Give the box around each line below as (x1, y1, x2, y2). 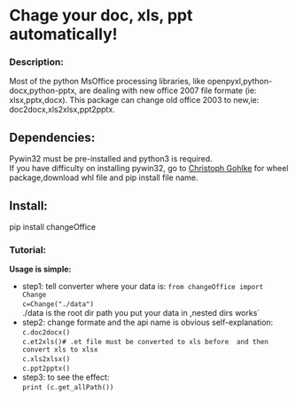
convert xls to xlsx (21, 345, 98, 355)
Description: (9, 56, 64, 68)
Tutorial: (9, 244, 47, 256)
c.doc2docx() (21, 328, 71, 337)
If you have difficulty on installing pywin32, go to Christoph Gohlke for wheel (9, 163, 289, 174)
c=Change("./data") (21, 300, 95, 309)
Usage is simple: (9, 263, 72, 275)
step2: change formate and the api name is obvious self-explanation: (21, 317, 274, 328)
